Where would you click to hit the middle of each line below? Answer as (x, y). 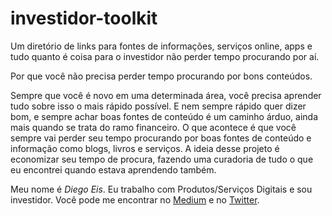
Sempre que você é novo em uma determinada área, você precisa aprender (166, 95)
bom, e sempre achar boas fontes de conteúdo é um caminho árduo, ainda (164, 116)
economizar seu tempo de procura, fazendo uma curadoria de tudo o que (162, 159)
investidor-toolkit (84, 18)
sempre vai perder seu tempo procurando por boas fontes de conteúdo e (161, 138)
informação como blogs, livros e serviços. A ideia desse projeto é (145, 148)
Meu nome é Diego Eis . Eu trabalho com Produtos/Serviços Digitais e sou (161, 189)
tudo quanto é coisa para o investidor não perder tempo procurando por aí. (165, 56)
